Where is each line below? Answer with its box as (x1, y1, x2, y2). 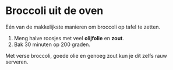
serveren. (5, 58, 29, 65)
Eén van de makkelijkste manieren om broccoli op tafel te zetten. (5, 23, 161, 30)
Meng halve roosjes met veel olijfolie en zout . (13, 34, 125, 41)
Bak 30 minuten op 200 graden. (13, 41, 91, 48)
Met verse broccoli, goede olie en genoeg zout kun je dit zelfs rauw (5, 52, 167, 59)
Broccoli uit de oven (5, 4, 104, 17)
